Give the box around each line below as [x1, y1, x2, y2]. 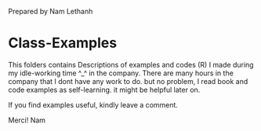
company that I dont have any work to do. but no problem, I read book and [8, 76, 248, 86]
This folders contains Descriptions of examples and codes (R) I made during [8, 60, 254, 69]
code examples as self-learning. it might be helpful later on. [8, 85, 201, 94]
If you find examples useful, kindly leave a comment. [8, 100, 179, 109]
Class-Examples [8, 35, 118, 52]
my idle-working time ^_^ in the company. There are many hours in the [8, 68, 234, 78]
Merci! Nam [8, 115, 45, 125]
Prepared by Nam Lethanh [8, 7, 93, 16]
